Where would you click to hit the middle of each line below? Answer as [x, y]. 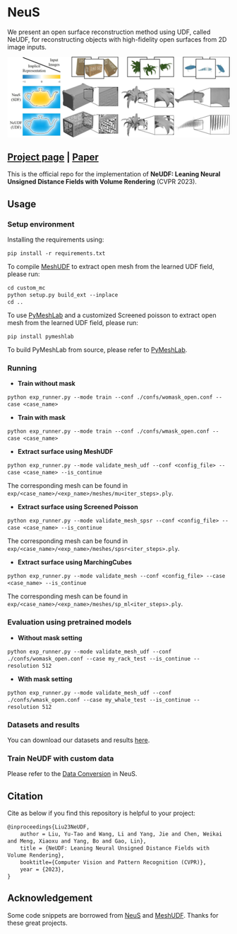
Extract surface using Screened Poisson [78, 507]
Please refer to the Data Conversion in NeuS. [72, 774]
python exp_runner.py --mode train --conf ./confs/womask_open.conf [110, 397]
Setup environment [41, 224]
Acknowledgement [50, 898]
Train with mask [41, 418]
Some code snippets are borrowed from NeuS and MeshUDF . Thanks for [113, 915]
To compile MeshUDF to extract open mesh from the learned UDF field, [111, 267]
